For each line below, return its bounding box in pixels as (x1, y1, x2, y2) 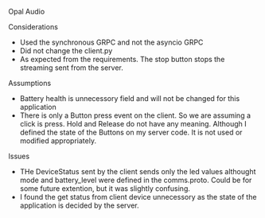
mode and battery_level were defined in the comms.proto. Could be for (19, 175, 252, 185)
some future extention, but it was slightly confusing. (19, 184, 191, 193)
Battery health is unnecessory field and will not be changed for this (19, 94, 240, 103)
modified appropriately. (19, 136, 97, 146)
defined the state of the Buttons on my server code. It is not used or (19, 127, 243, 137)
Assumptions (8, 79, 52, 88)
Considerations (8, 22, 58, 31)
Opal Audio (8, 7, 45, 16)
